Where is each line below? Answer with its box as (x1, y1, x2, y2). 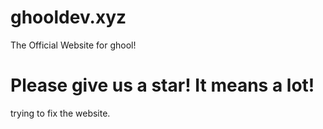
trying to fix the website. (10, 107, 111, 119)
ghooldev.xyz (10, 6, 127, 29)
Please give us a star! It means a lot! (10, 74, 315, 97)
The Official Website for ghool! (10, 39, 137, 51)
